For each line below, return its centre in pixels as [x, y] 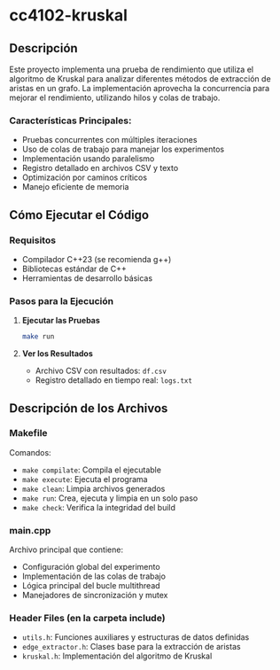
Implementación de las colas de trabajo [94, 576]
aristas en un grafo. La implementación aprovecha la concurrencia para [140, 88]
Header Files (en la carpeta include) [87, 619]
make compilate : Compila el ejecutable [92, 470]
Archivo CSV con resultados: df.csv [101, 371]
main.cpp [30, 530]
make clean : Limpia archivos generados [93, 488]
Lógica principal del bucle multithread [91, 586]
